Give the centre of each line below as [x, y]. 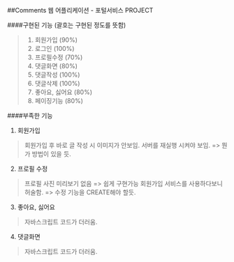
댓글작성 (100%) [57, 75]
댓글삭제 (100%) [57, 83]
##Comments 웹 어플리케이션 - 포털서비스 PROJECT [80, 10]
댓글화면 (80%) [56, 66]
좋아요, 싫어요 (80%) [64, 92]
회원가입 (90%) [56, 40]
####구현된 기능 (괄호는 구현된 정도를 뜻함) [67, 25]
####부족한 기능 [30, 116]
